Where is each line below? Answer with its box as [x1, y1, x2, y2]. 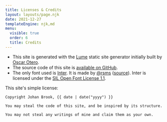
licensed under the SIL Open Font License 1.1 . [12, 75, 106, 81]
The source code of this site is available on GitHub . [12, 64, 118, 70]
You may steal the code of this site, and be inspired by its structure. [5, 103, 163, 108]
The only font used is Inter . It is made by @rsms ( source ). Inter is [12, 70, 146, 76]
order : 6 [10, 36, 28, 41]
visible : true [10, 31, 39, 36]
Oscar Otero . [12, 59, 39, 65]
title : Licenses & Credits [5, 7, 62, 13]
